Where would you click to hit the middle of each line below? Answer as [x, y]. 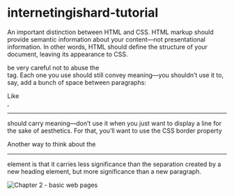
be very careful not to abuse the [53, 67]
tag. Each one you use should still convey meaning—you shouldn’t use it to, [116, 75]
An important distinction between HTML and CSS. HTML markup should [110, 32]
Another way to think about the [52, 144]
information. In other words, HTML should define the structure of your [107, 47]
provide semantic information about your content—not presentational [106, 39]
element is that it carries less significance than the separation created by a [114, 164]
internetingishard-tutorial [83, 13]
